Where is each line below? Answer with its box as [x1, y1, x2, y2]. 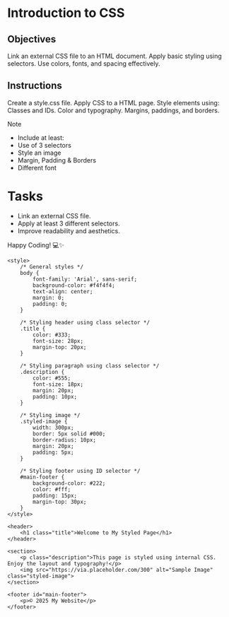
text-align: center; [33, 288, 93, 295]
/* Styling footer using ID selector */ [20, 467, 141, 474]
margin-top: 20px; [33, 343, 87, 351]
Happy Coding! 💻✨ [7, 240, 65, 249]
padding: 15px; [33, 492, 78, 499]
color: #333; [33, 331, 71, 339]
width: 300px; [33, 424, 74, 431]
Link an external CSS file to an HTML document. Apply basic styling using [7, 52, 223, 60]
